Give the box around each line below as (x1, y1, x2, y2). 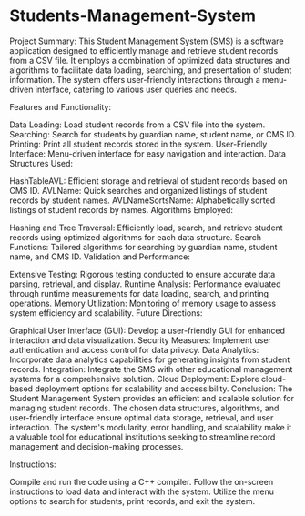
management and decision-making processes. (9, 440, 184, 451)
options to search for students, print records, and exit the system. (9, 495, 256, 506)
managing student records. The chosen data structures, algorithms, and (9, 402, 280, 413)
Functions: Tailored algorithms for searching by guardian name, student (9, 241, 278, 252)
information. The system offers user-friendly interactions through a (9, 74, 261, 85)
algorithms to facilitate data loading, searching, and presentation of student (9, 65, 292, 76)
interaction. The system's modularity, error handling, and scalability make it (9, 421, 292, 432)
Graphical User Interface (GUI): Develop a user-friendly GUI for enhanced (9, 325, 285, 336)
